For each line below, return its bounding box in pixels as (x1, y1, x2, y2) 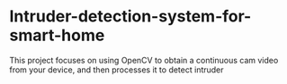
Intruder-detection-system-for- (9, 6, 252, 27)
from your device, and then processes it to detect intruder (9, 64, 224, 75)
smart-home (9, 25, 105, 46)
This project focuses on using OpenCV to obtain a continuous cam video (9, 55, 279, 65)
